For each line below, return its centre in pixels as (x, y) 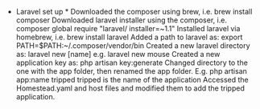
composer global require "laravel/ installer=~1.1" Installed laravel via (128, 28)
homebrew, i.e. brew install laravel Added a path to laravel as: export (129, 37)
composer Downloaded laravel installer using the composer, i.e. (122, 20)
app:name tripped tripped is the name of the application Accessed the (132, 80)
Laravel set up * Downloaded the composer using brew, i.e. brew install (134, 12)
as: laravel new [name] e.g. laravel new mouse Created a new (118, 54)
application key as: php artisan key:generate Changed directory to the (132, 63)
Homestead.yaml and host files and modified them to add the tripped (130, 88)
